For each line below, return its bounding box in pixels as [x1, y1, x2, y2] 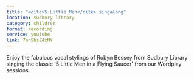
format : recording [6, 26, 53, 32]
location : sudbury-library [6, 15, 75, 21]
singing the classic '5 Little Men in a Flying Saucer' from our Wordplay [6, 60, 182, 67]
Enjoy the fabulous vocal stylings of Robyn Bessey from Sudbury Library [6, 54, 188, 61]
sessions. [6, 67, 30, 74]
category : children [6, 20, 56, 26]
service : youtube [6, 32, 50, 38]
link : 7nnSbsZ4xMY [6, 37, 53, 43]
